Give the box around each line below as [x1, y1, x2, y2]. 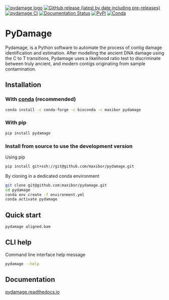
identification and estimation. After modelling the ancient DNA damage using [5, 49, 164, 56]
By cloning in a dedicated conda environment [5, 173, 99, 179]
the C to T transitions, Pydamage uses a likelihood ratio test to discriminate [5, 55, 161, 61]
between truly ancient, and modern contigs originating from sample [5, 61, 145, 67]
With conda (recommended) [5, 96, 76, 103]
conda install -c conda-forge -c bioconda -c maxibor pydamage [5, 107, 141, 112]
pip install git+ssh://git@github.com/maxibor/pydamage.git [5, 164, 135, 169]
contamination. [5, 66, 36, 72]
